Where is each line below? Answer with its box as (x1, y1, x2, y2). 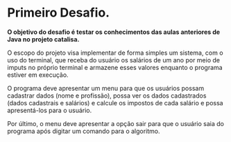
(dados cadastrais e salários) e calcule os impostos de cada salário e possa (7, 98, 223, 107)
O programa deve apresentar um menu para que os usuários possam (7, 84, 205, 92)
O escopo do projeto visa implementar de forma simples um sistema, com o (7, 48, 223, 57)
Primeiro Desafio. (7, 5, 110, 21)
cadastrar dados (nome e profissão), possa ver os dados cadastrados (7, 91, 207, 100)
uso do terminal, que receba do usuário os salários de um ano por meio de (7, 55, 221, 64)
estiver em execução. (7, 71, 69, 79)
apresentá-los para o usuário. (7, 106, 92, 114)
